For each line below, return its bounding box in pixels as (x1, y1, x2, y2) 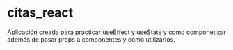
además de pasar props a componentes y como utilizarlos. (7, 35, 175, 43)
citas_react (7, 5, 74, 21)
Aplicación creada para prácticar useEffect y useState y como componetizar (7, 28, 226, 36)
